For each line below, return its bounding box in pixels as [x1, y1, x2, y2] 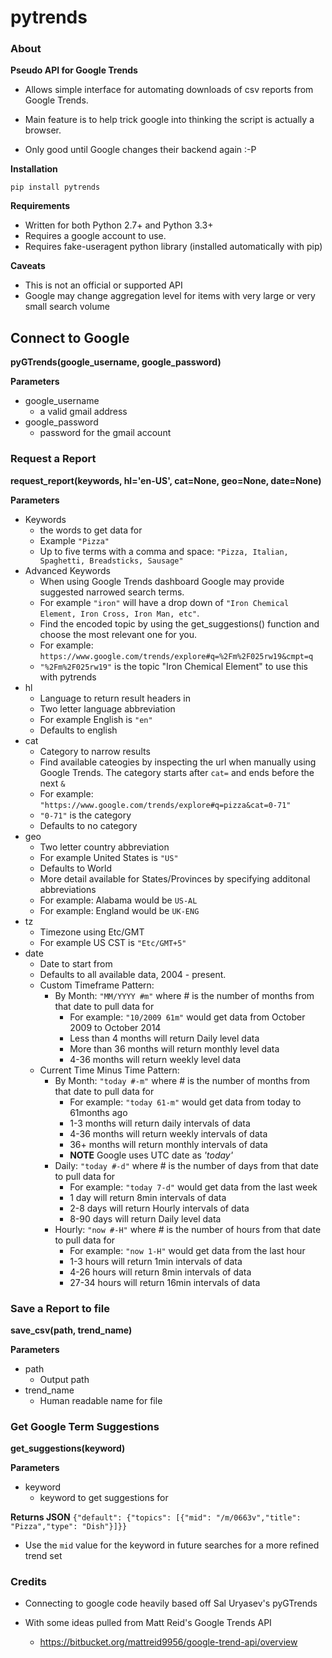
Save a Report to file [10, 1301, 110, 1315]
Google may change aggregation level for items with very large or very [24, 290, 316, 302]
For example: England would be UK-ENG [39, 904, 200, 916]
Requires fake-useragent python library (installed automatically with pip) [24, 241, 323, 253]
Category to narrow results [39, 745, 151, 757]
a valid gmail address [39, 406, 128, 418]
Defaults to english [39, 724, 118, 736]
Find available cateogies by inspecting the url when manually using [39, 756, 317, 768]
